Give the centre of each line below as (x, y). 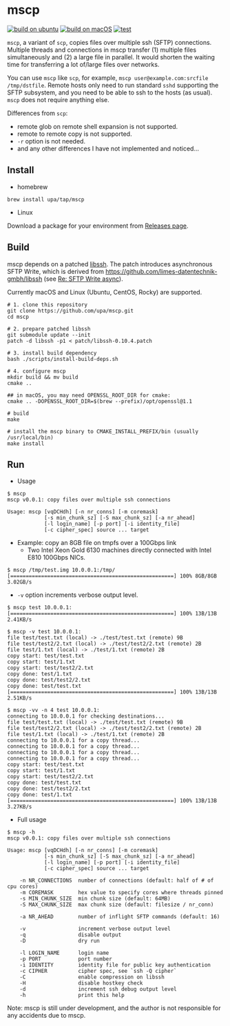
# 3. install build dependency (52, 353)
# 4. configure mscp (37, 371)
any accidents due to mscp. (46, 1016)
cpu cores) (23, 887)
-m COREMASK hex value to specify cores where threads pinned (122, 893)
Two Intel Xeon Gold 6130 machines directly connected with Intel (119, 550)
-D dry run (60, 941)
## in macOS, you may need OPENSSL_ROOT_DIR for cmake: (89, 395)
